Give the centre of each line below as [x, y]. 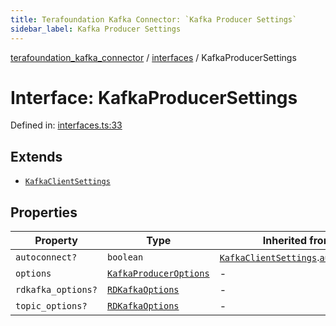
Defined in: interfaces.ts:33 [66, 125]
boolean [125, 257]
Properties [44, 212]
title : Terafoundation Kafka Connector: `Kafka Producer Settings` [154, 19]
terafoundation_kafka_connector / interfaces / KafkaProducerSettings [153, 57]
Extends [36, 156]
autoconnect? [46, 257]
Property [56, 241]
